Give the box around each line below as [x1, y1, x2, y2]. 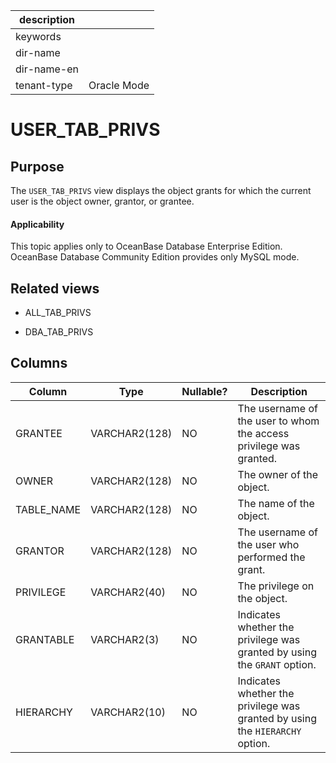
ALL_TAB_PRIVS [24, 307, 92, 319]
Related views [10, 280, 100, 297]
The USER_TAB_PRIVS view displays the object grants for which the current [10, 185, 312, 196]
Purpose [10, 158, 65, 175]
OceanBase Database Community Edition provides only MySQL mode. [10, 251, 300, 263]
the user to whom [237, 414, 320, 428]
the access [237, 426, 290, 440]
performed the [237, 550, 306, 564]
